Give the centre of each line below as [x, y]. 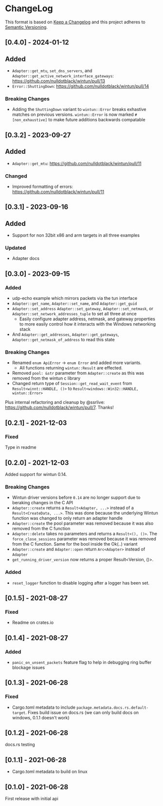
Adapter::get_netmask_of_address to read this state [63, 340]
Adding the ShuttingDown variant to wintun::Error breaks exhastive [79, 110]
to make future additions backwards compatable [97, 120]
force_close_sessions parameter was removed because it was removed [84, 539]
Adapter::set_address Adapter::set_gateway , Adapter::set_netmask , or [82, 309]
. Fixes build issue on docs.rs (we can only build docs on [82, 712]
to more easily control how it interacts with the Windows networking [88, 324]
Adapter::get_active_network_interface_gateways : [63, 76]
